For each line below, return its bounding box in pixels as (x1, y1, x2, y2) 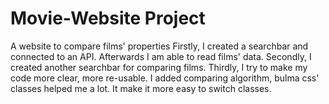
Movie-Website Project (10, 7, 206, 30)
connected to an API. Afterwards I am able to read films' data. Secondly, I (10, 50, 312, 62)
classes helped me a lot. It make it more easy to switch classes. (10, 82, 272, 94)
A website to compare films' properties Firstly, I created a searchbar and (10, 40, 309, 52)
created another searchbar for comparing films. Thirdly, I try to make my (10, 61, 308, 73)
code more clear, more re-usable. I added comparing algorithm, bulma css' (10, 72, 320, 84)
